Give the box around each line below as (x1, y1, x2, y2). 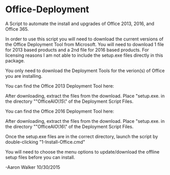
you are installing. (5, 73, 42, 79)
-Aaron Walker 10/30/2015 (5, 164, 60, 170)
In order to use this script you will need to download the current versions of (5, 36, 164, 42)
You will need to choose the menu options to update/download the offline (5, 148, 160, 155)
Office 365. (5, 26, 29, 32)
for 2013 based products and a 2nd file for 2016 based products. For (5, 47, 149, 53)
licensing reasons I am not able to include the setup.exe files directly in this (5, 52, 163, 58)
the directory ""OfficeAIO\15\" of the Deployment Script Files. (5, 98, 134, 104)
